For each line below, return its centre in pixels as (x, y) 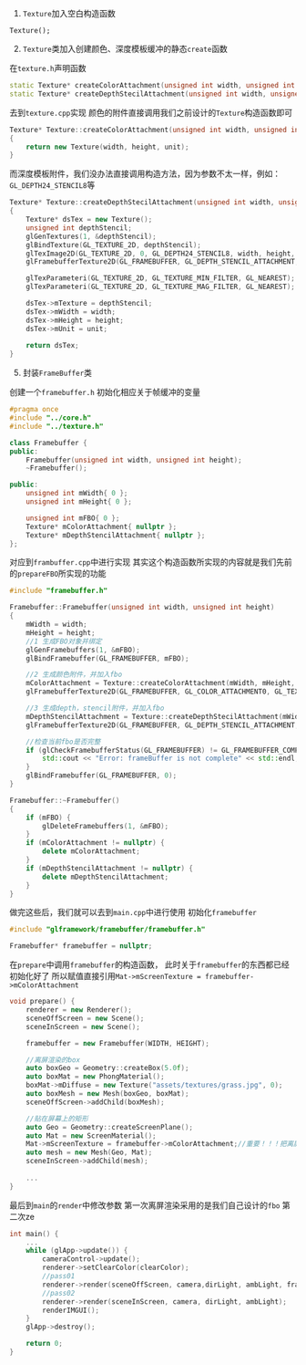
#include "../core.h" (51, 418)
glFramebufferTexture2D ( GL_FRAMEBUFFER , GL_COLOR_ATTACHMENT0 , (148, 692)
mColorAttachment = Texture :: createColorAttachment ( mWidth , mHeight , (161, 683)
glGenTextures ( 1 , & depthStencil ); (91, 236)
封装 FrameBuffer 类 (57, 373)
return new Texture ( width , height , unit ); (107, 147)
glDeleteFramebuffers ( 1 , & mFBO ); (106, 826)
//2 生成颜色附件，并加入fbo (74, 675)
